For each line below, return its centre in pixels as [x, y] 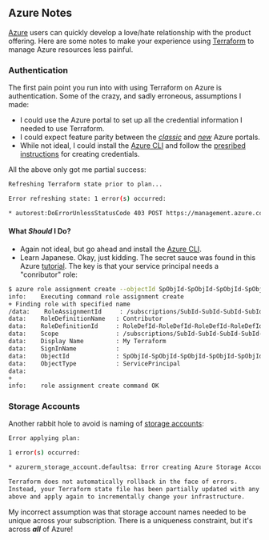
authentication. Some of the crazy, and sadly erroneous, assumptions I [125, 96]
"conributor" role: [49, 274]
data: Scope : [64, 334]
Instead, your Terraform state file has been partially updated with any [134, 489]
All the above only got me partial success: [77, 170]
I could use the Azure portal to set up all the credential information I [131, 120]
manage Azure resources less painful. [71, 49]
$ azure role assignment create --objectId [82, 289]
